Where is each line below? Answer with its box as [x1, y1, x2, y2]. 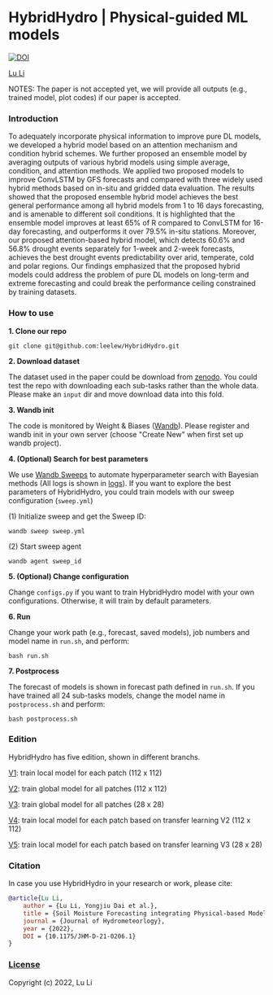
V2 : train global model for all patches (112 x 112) [8, 783, 167, 793]
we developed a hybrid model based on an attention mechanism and [8, 140, 238, 150]
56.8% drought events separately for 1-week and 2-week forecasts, [8, 244, 236, 254]
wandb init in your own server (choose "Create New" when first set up [8, 429, 244, 439]
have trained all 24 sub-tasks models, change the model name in [8, 690, 226, 700]
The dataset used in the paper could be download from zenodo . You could [8, 371, 258, 382]
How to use [8, 308, 54, 319]
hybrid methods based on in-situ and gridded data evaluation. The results [8, 183, 255, 193]
